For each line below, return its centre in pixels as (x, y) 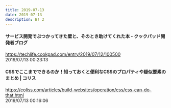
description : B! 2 (25, 19)
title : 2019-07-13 (25, 10)
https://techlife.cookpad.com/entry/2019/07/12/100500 (63, 54)
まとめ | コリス (21, 78)
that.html (15, 95)
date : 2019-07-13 (24, 15)
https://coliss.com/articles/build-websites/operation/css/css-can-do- (79, 90)
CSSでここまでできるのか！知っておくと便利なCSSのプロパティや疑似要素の (86, 72)
